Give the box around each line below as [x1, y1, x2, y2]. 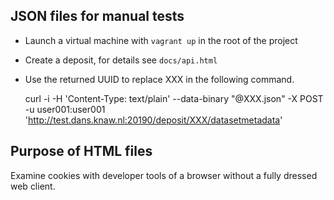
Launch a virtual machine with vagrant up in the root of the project [24, 34, 298, 46]
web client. [10, 180, 56, 192]
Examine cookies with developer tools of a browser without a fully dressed [10, 169, 318, 181]
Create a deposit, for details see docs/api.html [24, 54, 218, 66]
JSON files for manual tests [10, 8, 185, 25]
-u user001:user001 [24, 103, 106, 115]
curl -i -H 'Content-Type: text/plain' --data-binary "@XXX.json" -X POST [24, 92, 324, 104]
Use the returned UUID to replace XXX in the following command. [24, 73, 295, 85]
